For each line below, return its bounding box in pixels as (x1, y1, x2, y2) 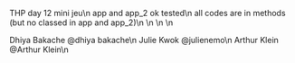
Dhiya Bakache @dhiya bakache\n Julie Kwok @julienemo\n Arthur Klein (9, 35, 279, 45)
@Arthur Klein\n (9, 44, 70, 55)
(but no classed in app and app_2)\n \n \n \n (9, 17, 174, 28)
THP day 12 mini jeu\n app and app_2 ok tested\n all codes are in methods (9, 8, 287, 18)
